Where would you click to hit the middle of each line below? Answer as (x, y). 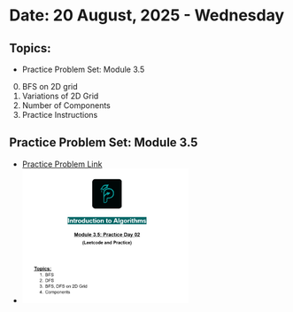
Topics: (30, 48)
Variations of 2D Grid (60, 96)
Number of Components (66, 105)
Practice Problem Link (62, 164)
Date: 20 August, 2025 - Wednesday (147, 16)
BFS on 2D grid (50, 86)
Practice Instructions (60, 115)
